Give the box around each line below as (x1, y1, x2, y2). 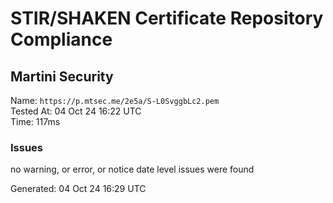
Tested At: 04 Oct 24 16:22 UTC (10, 105, 142, 117)
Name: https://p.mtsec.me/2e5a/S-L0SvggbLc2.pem (10, 95, 220, 106)
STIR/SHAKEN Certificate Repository (10, 7, 324, 30)
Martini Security (10, 68, 114, 85)
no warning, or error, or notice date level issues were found (10, 163, 255, 176)
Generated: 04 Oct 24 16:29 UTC (10, 183, 147, 195)
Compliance (10, 28, 113, 51)
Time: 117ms (10, 116, 61, 127)
